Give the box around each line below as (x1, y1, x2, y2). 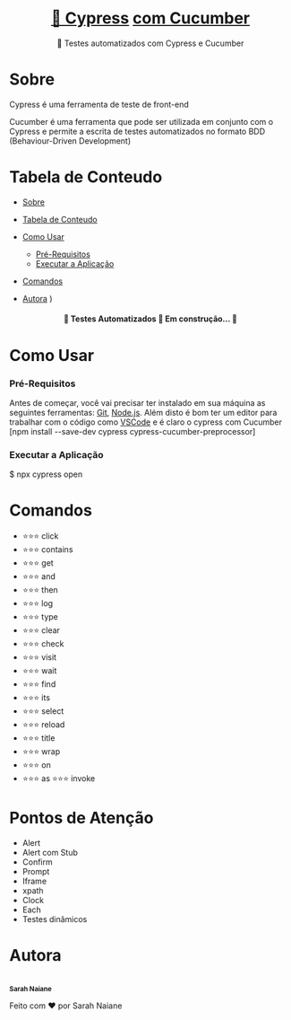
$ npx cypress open (9, 469, 83, 479)
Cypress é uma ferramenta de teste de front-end (9, 99, 190, 110)
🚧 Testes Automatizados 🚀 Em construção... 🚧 (64, 313, 237, 324)
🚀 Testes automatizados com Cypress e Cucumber (56, 38, 244, 48)
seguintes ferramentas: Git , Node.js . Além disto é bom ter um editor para (9, 407, 278, 418)
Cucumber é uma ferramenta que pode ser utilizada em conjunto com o (9, 116, 274, 127)
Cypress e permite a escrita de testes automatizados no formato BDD (9, 126, 266, 136)
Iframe (21, 875, 47, 887)
